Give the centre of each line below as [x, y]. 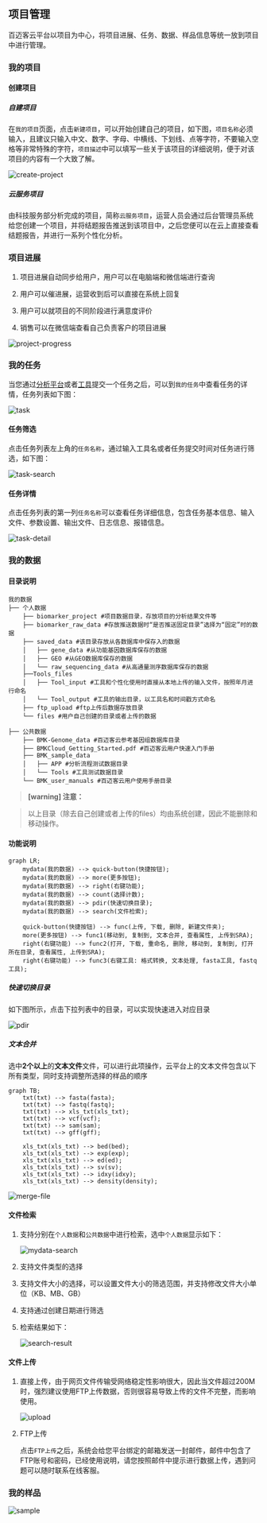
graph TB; [25, 1091]
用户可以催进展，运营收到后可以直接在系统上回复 [100, 293]
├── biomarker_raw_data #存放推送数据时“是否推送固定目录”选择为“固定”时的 [137, 625]
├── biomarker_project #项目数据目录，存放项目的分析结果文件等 [120, 617]
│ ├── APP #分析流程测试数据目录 [75, 764]
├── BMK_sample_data [56, 756]
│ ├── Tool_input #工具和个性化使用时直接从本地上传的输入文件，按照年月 [135, 683]
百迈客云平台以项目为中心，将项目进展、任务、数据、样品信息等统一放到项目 [133, 35]
